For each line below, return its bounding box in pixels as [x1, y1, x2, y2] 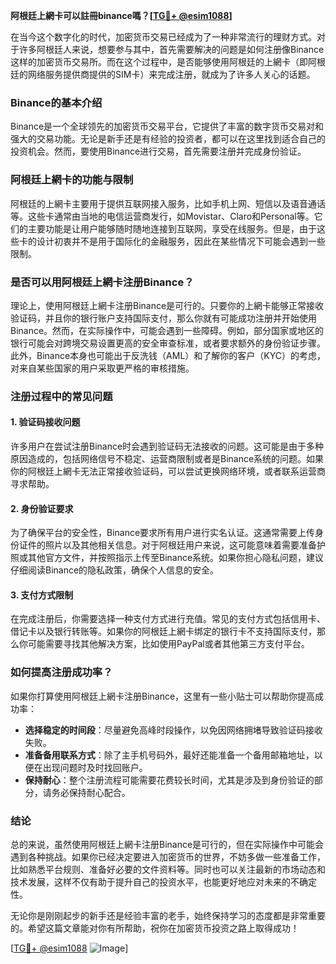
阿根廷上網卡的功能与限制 [10, 173, 134, 187]
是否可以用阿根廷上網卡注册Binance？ [10, 275, 195, 289]
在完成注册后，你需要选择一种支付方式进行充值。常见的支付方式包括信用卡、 [10, 613, 326, 625]
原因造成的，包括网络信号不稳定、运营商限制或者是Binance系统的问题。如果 [10, 453, 325, 465]
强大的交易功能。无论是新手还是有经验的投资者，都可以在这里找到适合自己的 [10, 133, 326, 145]
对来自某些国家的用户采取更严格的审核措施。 [10, 362, 195, 374]
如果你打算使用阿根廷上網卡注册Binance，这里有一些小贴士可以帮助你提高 [10, 690, 316, 702]
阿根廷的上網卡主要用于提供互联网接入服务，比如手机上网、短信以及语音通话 [10, 197, 326, 209]
